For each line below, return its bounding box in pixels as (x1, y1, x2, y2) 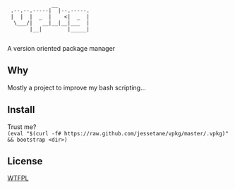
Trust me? (7, 122, 37, 131)
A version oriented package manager (7, 44, 115, 52)
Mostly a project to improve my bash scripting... (7, 83, 146, 92)
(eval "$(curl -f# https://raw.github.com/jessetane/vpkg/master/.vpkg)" (7, 130, 229, 137)
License (7, 155, 43, 167)
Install (7, 104, 35, 116)
